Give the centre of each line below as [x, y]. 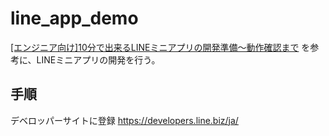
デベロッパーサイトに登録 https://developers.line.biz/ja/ [124, 120]
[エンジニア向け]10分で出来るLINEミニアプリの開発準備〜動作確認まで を [160, 47]
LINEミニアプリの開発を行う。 [98, 59]
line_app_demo [74, 18]
